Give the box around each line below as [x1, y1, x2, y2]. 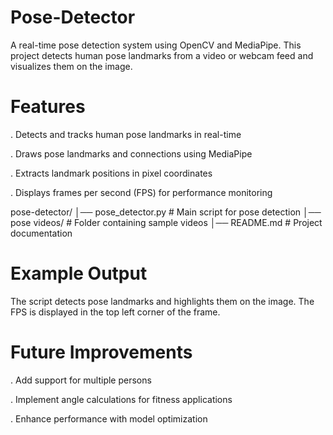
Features [10, 96, 86, 118]
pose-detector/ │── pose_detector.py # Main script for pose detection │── [10, 206, 322, 218]
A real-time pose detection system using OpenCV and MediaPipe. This [10, 39, 302, 51]
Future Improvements [10, 341, 193, 363]
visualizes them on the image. [10, 60, 133, 72]
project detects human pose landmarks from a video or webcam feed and [10, 49, 314, 61]
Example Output [10, 262, 148, 285]
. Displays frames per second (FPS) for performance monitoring [10, 186, 273, 198]
